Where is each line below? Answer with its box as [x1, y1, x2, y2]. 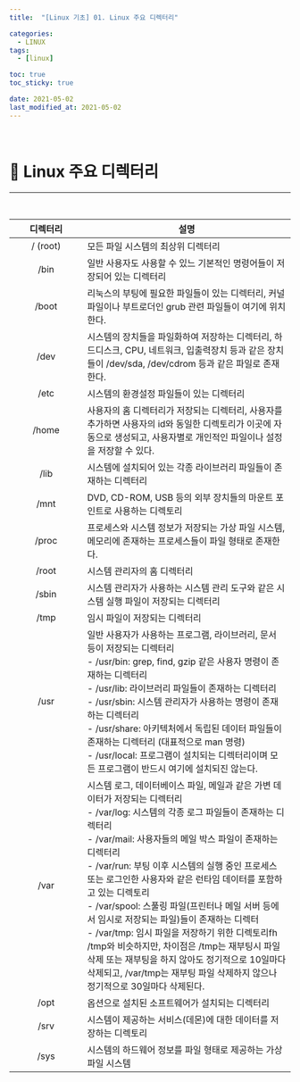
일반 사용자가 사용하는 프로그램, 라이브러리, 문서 [87, 628, 277, 641]
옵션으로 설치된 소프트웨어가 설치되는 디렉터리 [87, 996, 270, 1009]
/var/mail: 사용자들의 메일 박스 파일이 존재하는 [95, 832, 279, 845]
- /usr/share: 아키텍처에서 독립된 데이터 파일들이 [87, 722, 283, 735]
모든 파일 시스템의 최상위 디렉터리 [87, 240, 221, 253]
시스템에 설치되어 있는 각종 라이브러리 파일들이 [87, 461, 272, 473]
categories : [9, 29, 54, 38]
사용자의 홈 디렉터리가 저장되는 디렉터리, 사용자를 [87, 404, 283, 416]
